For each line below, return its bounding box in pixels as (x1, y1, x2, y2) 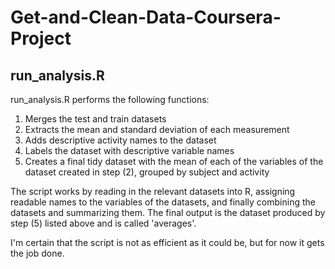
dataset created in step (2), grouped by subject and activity (24, 166, 270, 178)
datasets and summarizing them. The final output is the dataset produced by (10, 207, 326, 218)
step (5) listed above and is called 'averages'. (10, 217, 197, 229)
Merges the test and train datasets (24, 113, 167, 125)
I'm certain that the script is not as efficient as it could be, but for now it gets (10, 237, 325, 248)
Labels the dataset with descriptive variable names (24, 145, 235, 156)
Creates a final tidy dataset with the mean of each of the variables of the (24, 156, 324, 167)
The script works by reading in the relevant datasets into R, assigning (10, 186, 296, 197)
